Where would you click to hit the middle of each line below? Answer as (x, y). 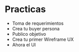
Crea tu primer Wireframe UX (43, 39)
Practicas (25, 9)
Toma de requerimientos (38, 23)
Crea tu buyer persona (36, 28)
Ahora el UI (24, 44)
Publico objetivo (29, 34)
